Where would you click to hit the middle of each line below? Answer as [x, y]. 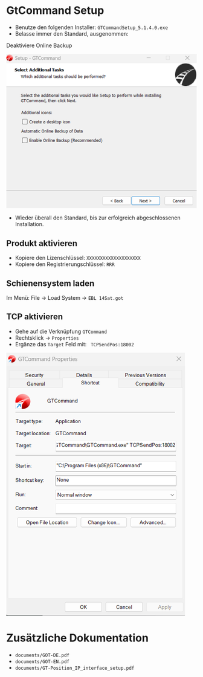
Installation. [29, 224]
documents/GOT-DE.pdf [42, 655]
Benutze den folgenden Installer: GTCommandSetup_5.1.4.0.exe [91, 27]
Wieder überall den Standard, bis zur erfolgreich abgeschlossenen [98, 218]
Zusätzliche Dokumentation [78, 638]
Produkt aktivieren [42, 243]
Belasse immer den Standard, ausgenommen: [72, 33]
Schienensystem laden [50, 283]
